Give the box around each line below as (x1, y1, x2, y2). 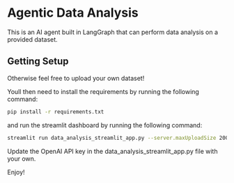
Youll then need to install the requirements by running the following (7, 87, 200, 95)
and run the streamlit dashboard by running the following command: (7, 120, 203, 129)
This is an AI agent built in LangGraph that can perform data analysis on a (7, 28, 218, 36)
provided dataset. (7, 35, 58, 43)
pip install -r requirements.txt (7, 108, 104, 116)
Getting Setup (7, 56, 69, 67)
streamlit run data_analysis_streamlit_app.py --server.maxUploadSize (7, 134, 217, 141)
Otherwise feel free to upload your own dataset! (7, 74, 145, 82)
